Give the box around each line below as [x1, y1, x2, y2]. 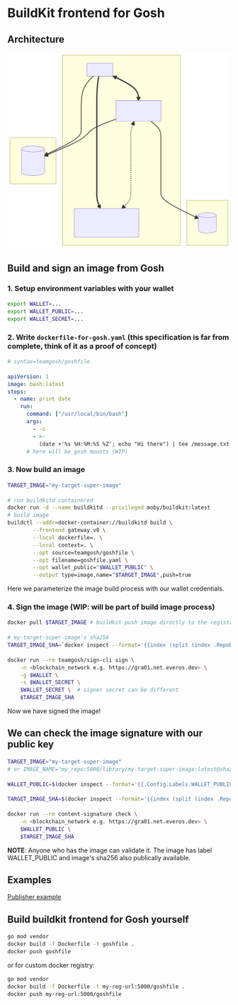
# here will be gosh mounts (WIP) [25, 448, 129, 455]
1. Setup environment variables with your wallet [7, 283, 174, 293]
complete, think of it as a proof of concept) [7, 341, 157, 351]
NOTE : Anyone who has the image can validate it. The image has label [7, 846, 212, 855]
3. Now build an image [7, 465, 86, 475]
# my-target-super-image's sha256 [7, 634, 110, 642]
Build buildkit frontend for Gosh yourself [7, 913, 189, 926]
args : [25, 418, 42, 425]
